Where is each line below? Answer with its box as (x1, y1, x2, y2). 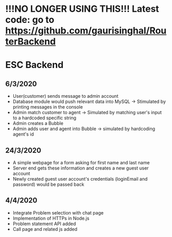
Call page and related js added (12, 226, 78, 232)
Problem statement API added (12, 221, 76, 227)
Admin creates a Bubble (12, 120, 63, 126)
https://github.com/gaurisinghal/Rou (5, 25, 167, 36)
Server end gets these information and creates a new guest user (12, 165, 149, 171)
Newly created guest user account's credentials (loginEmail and (12, 176, 148, 182)
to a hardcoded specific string (12, 115, 77, 121)
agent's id (12, 131, 34, 137)
